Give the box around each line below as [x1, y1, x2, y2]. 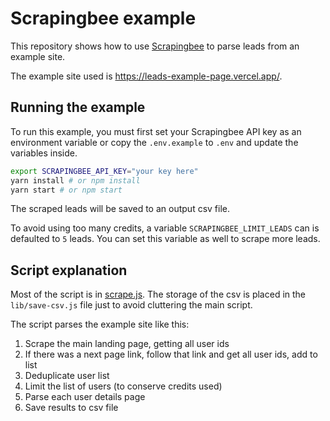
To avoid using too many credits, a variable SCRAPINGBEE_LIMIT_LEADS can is [10, 222, 320, 234]
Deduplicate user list [24, 370, 110, 382]
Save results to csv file [24, 402, 119, 414]
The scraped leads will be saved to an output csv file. [10, 203, 230, 215]
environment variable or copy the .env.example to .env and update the [10, 136, 299, 148]
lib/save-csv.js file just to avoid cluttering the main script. [10, 299, 253, 311]
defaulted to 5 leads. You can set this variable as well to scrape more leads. [10, 233, 321, 245]
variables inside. [10, 147, 78, 159]
